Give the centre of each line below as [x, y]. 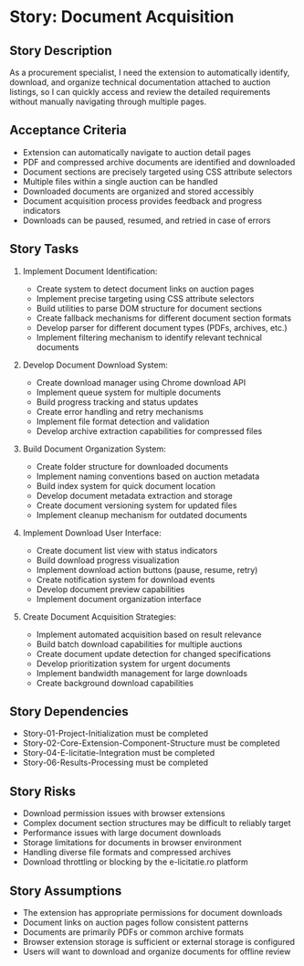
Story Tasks [44, 249]
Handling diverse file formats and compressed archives [126, 853]
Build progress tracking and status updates [117, 402]
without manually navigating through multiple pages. [108, 101]
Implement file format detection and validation [123, 421]
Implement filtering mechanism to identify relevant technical [149, 337]
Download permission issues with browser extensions [124, 813]
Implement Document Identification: [90, 271]
